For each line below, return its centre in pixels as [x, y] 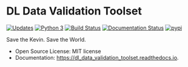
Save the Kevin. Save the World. [46, 39]
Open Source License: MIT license [58, 51]
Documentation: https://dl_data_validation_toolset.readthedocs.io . [97, 57]
